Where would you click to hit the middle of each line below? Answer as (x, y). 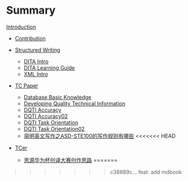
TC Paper (27, 85)
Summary (31, 10)
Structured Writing (38, 50)
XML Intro (36, 74)
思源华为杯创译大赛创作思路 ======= (71, 160)
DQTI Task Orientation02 (54, 129)
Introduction (21, 27)
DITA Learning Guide (49, 68)
